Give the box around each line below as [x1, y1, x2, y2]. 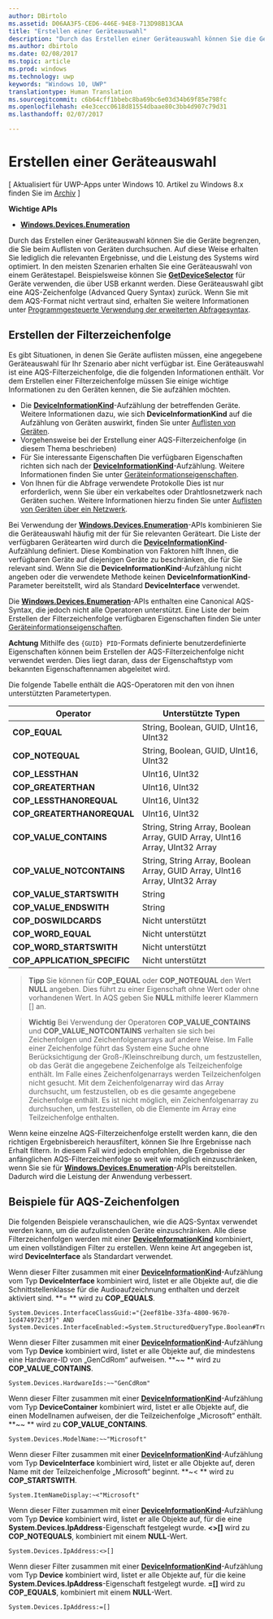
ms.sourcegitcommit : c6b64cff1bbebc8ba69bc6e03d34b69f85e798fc [8, 95, 227, 103]
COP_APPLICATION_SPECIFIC [12, 954, 130, 966]
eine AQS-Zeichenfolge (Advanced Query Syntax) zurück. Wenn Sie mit [8, 287, 249, 297]
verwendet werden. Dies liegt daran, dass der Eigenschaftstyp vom [8, 655, 233, 665]
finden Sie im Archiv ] [8, 188, 81, 198]
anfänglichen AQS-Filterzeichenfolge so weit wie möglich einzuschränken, [8, 1154, 258, 1164]
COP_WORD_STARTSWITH [12, 941, 118, 953]
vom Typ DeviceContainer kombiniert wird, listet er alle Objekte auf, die [8, 1402, 249, 1411]
